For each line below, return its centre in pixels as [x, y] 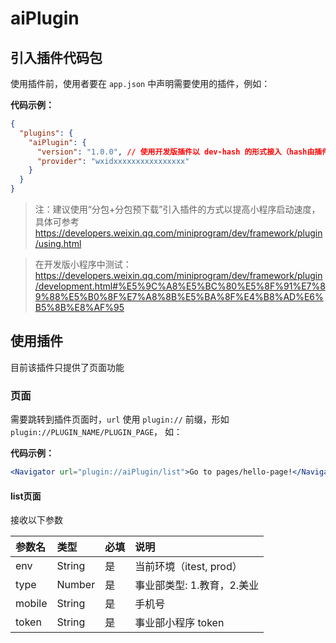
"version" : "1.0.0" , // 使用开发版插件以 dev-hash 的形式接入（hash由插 [179, 152]
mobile [31, 604]
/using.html [58, 243]
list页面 [26, 496]
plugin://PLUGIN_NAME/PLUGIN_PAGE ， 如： [96, 432]
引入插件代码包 [56, 57]
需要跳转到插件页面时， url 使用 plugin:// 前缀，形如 [120, 419]
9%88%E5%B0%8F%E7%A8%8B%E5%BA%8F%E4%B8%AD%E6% [179, 296]
